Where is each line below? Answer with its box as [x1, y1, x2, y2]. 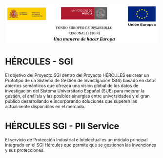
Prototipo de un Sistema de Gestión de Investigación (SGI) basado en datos [5, 77, 157, 83]
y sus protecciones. [5, 147, 45, 153]
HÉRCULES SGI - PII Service [5, 121, 120, 132]
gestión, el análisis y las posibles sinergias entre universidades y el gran [5, 93, 150, 99]
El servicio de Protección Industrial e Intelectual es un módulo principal [5, 136, 148, 142]
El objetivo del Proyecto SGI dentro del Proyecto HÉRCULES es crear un [5, 72, 149, 78]
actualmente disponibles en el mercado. [5, 103, 85, 109]
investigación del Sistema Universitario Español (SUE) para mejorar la [5, 88, 145, 93]
